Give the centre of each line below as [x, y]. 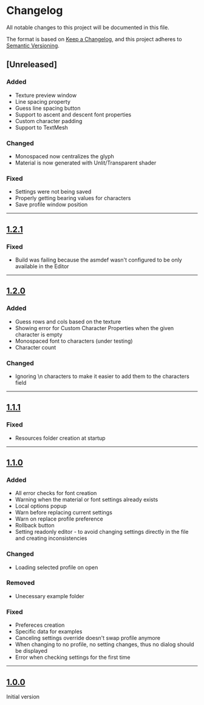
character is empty [39, 334]
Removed [21, 583]
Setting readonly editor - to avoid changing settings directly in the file [102, 532]
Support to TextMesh [42, 127]
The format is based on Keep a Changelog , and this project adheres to [94, 39]
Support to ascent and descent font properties [73, 114]
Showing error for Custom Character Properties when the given [94, 328]
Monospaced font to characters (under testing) [74, 341]
